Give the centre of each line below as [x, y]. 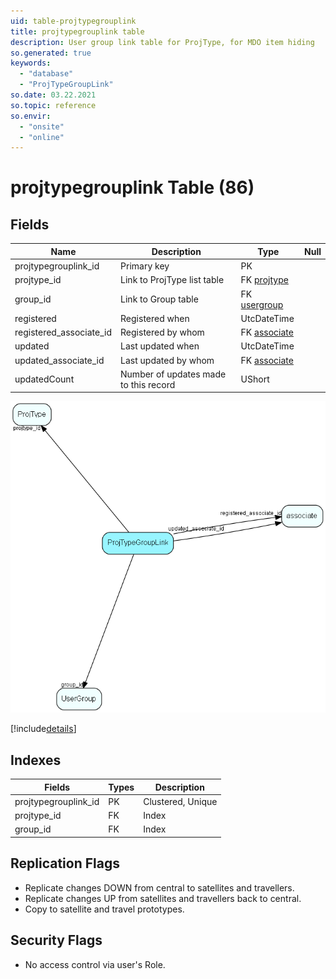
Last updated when [160, 346]
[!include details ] [43, 729]
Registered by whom [162, 332]
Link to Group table [159, 299]
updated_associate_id [59, 360]
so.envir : [31, 116]
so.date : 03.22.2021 [53, 95]
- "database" [46, 74]
